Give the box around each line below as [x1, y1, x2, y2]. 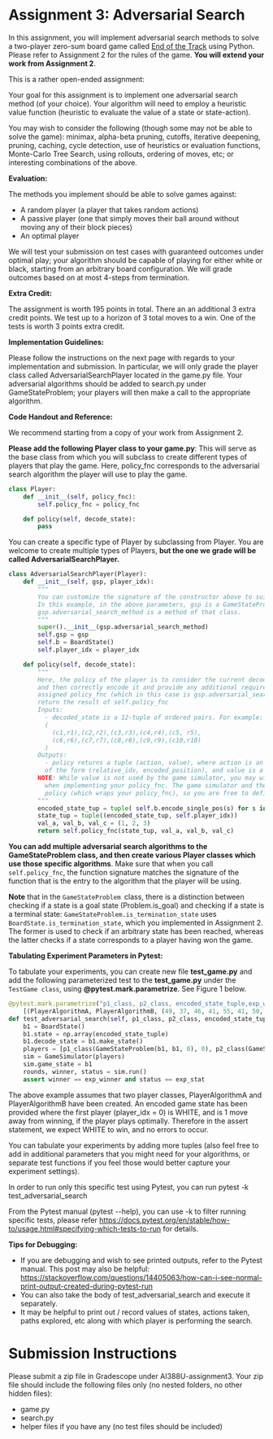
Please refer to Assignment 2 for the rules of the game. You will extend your [8, 50, 265, 59]
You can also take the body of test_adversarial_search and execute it [19, 1289, 250, 1299]
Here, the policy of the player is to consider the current [37, 675, 245, 684]
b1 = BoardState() [23, 1023, 85, 1031]
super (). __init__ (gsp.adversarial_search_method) [37, 623, 209, 631]
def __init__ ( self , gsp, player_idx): [23, 578, 154, 587]
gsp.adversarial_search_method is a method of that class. [37, 608, 242, 616]
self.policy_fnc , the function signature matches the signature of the [8, 868, 240, 878]
